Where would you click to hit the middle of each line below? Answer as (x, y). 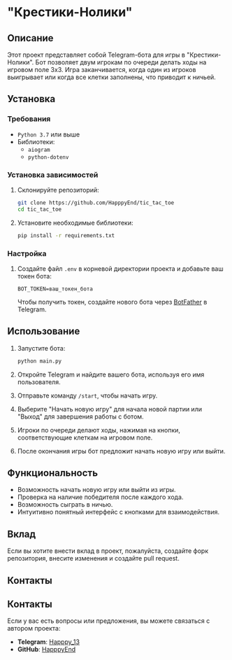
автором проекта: (34, 629)
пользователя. (39, 381)
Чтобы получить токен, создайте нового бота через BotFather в (112, 302)
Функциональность (53, 473)
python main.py (39, 361)
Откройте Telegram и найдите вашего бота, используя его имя (111, 374)
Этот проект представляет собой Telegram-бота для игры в (96, 55)
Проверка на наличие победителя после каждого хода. (100, 497)
